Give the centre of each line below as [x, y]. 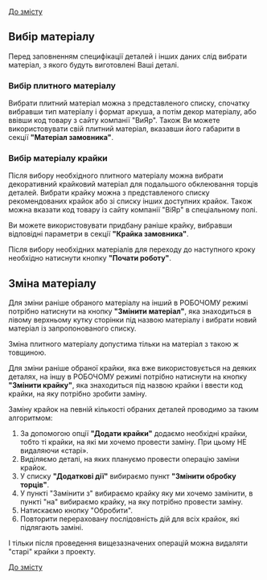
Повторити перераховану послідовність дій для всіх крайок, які [129, 519]
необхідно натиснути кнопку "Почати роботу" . [90, 258]
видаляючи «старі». [54, 450]
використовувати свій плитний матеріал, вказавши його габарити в [124, 129]
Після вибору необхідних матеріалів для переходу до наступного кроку [132, 249]
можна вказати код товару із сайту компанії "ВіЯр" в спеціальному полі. [133, 210]
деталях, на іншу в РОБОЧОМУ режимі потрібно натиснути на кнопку [128, 376]
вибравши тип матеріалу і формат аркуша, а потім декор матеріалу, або [133, 112]
